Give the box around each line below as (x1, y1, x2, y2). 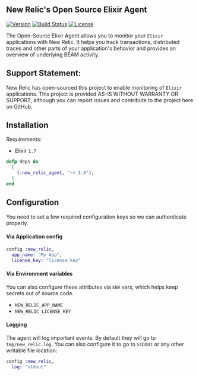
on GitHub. (6, 103, 33, 110)
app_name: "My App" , (11, 252, 62, 258)
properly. (6, 219, 29, 226)
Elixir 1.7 (14, 147, 37, 154)
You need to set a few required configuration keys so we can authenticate (6, 213, 187, 220)
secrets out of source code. (6, 289, 74, 296)
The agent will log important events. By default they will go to (6, 334, 156, 341)
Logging (6, 321, 27, 328)
